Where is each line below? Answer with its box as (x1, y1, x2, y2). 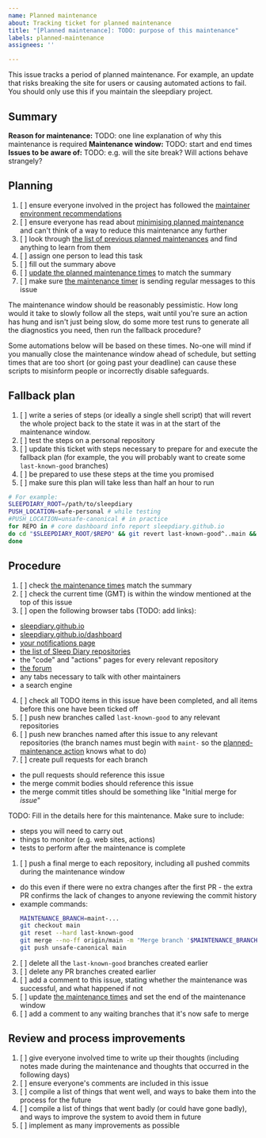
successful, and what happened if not (19, 983, 144, 993)
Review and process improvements (8, 1032, 186, 1045)
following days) (19, 1070, 70, 1079)
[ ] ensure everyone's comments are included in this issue (19, 1078, 209, 1088)
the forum (19, 663, 52, 673)
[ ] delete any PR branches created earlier (19, 966, 157, 976)
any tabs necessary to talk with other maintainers (19, 672, 180, 681)
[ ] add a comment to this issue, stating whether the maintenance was (19, 974, 248, 985)
